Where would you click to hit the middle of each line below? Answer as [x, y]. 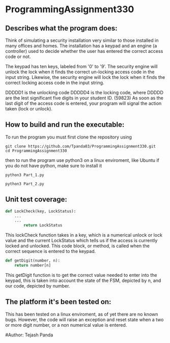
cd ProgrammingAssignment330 [36, 151]
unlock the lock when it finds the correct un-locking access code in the [80, 72]
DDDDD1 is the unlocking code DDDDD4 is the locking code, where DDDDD [84, 92]
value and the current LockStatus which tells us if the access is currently [81, 241]
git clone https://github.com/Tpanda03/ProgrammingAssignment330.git [81, 146]
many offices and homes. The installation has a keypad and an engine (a [81, 46]
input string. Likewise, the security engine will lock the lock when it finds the [85, 77]
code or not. [18, 56]
